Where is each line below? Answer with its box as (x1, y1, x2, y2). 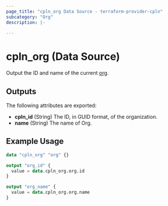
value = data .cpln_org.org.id (11, 168, 85, 174)
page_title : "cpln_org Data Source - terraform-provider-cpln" (6, 8, 163, 15)
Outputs (6, 86, 37, 97)
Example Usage (6, 136, 64, 146)
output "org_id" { (6, 162, 51, 169)
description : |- (6, 19, 45, 25)
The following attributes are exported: (6, 102, 97, 109)
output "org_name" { (6, 184, 57, 190)
